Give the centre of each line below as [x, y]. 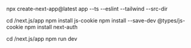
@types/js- [171, 20]
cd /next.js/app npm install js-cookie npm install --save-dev [81, 20]
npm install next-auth [51, 27]
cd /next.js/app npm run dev [42, 39]
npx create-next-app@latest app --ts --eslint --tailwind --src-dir [87, 9]
